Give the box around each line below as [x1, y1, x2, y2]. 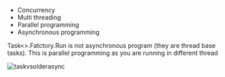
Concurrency [17, 6, 56, 14]
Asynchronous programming [17, 28, 100, 36]
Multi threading [17, 13, 61, 22]
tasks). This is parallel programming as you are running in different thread [7, 49, 218, 57]
